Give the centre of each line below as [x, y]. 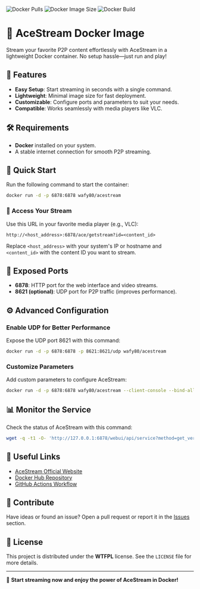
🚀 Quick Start [31, 170]
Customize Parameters [40, 366]
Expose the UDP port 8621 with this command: [63, 341]
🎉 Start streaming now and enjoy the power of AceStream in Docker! [92, 580]
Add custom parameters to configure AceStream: [66, 380]
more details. [22, 563]
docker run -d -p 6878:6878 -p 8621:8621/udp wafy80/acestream [86, 351]
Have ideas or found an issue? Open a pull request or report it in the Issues [98, 517]
